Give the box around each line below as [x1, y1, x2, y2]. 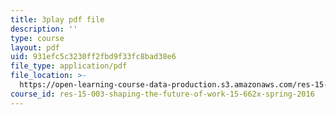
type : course [10, 33, 65, 43]
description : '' [10, 24, 78, 34]
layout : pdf [10, 42, 60, 53]
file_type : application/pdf [10, 61, 128, 71]
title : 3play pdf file [10, 14, 105, 25]
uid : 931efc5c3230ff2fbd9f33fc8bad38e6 [10, 52, 177, 62]
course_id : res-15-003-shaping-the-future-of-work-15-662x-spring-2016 [10, 89, 315, 99]
